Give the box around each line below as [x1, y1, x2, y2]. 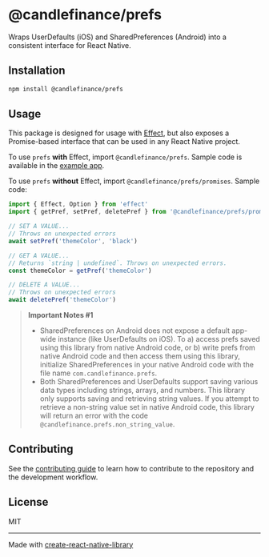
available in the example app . [8, 161, 105, 170]
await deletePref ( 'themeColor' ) [8, 296, 116, 304]
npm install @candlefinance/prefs [8, 85, 124, 93]
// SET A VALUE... [8, 222, 70, 230]
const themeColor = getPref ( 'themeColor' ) [8, 266, 152, 274]
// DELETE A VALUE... [8, 281, 81, 289]
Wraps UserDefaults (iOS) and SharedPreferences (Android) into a [8, 32, 227, 42]
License [8, 495, 49, 509]
